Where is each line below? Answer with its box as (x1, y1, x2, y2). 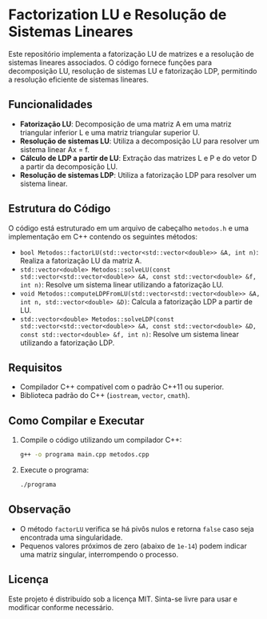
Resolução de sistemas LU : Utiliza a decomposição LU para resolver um (19, 136, 260, 146)
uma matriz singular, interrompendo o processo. (19, 549, 178, 559)
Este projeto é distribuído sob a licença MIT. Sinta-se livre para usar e (8, 594, 238, 604)
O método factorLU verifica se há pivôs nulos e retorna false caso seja (19, 524, 254, 533)
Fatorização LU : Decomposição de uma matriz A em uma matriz (19, 119, 232, 129)
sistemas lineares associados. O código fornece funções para (8, 58, 212, 67)
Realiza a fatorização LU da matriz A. (19, 255, 142, 265)
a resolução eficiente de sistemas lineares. (8, 74, 149, 84)
